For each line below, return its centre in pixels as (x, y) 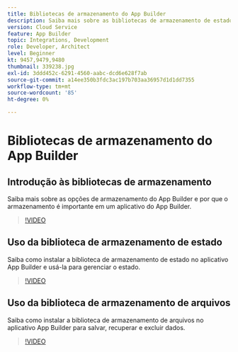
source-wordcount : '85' (42, 93)
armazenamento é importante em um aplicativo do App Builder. (100, 206)
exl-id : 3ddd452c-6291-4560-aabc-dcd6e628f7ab (77, 73)
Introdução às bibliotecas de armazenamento (109, 182)
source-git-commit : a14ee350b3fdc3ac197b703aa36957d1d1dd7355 (101, 80)
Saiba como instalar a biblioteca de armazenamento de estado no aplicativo (118, 259)
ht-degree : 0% (28, 100)
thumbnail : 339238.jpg (41, 67)
